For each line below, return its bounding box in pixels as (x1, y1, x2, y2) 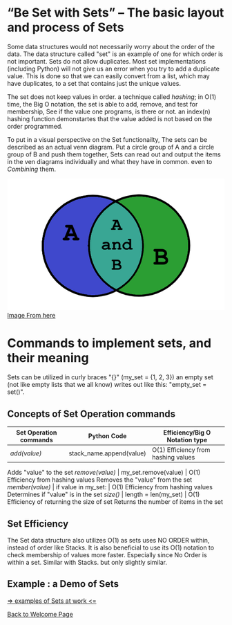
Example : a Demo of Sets (7, 578, 119, 590)
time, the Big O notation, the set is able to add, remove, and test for (7, 100, 198, 108)
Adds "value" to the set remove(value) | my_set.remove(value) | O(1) (7, 469, 201, 477)
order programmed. (7, 122, 64, 130)
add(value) (10, 449, 42, 458)
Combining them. (7, 165, 57, 173)
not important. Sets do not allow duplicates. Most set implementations (7, 57, 206, 65)
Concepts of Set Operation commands (7, 408, 176, 419)
